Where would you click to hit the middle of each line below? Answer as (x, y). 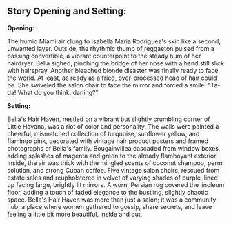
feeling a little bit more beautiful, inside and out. (75, 214)
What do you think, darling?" (58, 92)
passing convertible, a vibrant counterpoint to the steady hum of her (104, 56)
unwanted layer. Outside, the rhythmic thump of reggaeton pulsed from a (111, 48)
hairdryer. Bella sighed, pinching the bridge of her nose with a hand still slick (115, 63)
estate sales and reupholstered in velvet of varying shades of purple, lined (113, 178)
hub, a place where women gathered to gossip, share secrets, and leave (110, 206)
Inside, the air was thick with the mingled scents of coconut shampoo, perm (115, 163)
